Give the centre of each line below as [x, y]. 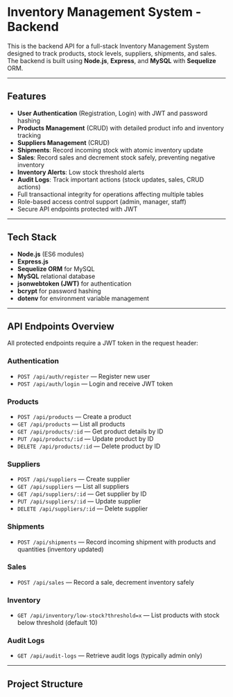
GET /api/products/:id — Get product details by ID [90, 431]
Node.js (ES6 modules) [51, 254]
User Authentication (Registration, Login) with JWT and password [112, 113]
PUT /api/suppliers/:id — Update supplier [79, 501]
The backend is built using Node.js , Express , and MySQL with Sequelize [112, 60]
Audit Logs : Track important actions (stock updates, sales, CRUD [111, 179]
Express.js [33, 261]
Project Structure [45, 684]
